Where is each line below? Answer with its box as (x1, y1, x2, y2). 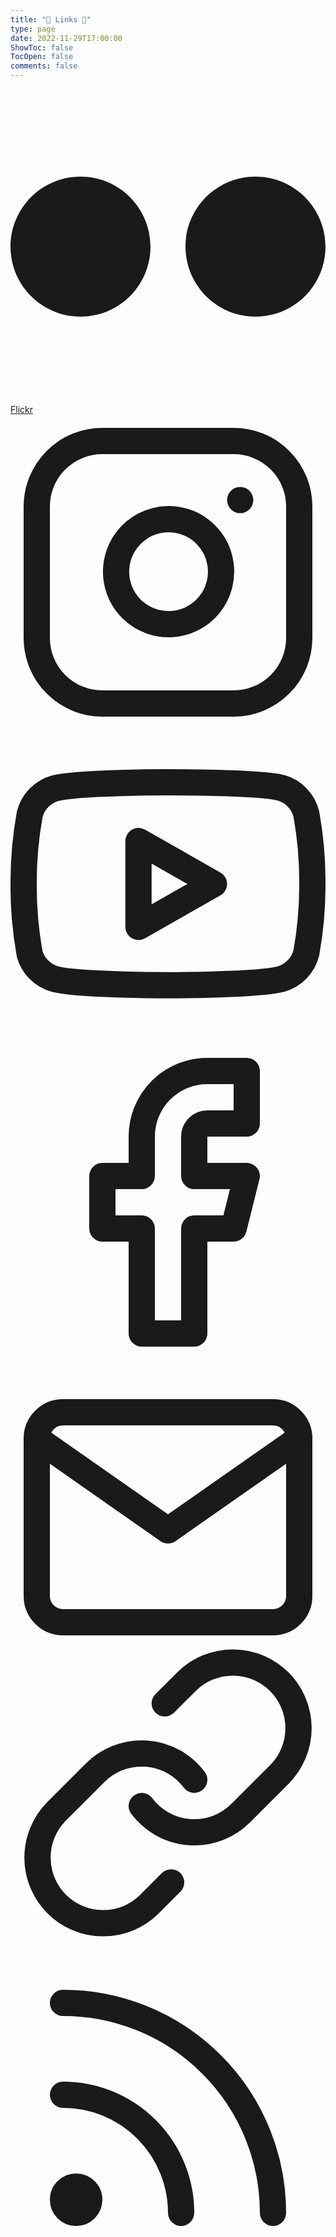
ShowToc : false (10, 42, 74, 53)
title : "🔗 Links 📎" (10, 14, 92, 25)
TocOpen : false (10, 52, 74, 62)
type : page (10, 24, 56, 34)
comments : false (10, 61, 78, 71)
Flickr (10, 404, 33, 415)
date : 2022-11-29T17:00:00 (10, 33, 123, 43)
